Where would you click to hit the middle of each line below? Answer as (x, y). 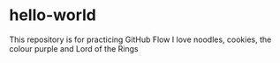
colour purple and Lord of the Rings (74, 48)
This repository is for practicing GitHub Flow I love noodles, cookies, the (140, 39)
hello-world (53, 15)
